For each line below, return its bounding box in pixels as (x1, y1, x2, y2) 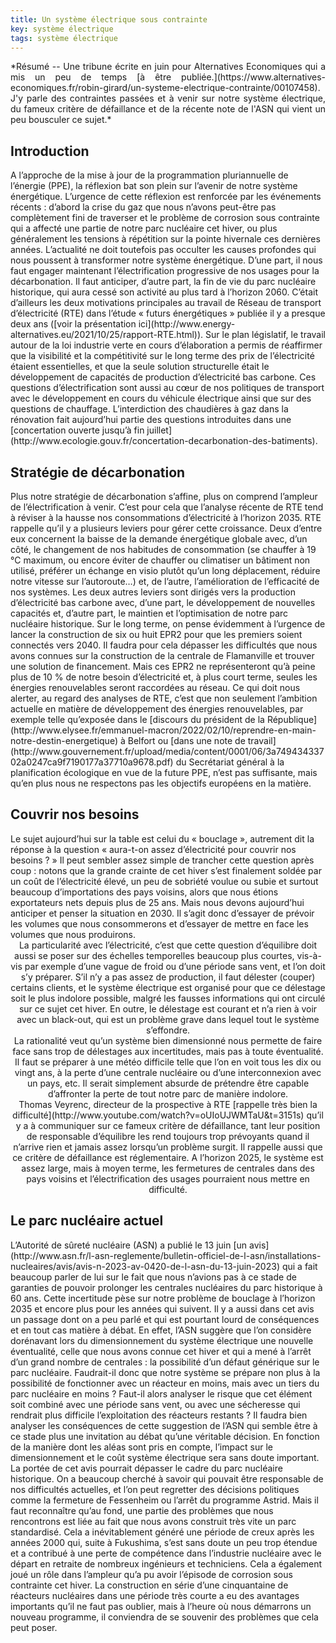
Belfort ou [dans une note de (127, 735, 246, 746)
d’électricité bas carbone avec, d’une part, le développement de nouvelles (10, 597, 316, 608)
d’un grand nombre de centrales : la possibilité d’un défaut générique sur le (10, 1356, 320, 1368)
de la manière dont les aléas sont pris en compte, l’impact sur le (10, 1441, 273, 1453)
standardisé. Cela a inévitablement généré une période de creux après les (10, 1526, 315, 1538)
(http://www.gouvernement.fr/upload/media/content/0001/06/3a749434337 (10, 746, 325, 757)
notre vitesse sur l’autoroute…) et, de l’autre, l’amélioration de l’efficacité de (10, 576, 320, 587)
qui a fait (281, 1260, 318, 1272)
